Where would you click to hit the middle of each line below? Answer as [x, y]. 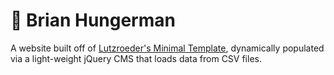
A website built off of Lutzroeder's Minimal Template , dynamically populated [167, 48]
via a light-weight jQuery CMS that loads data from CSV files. [136, 58]
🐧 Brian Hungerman [93, 20]
